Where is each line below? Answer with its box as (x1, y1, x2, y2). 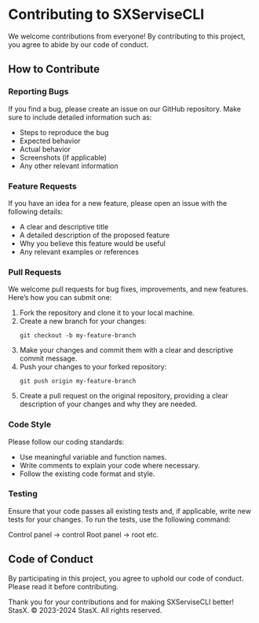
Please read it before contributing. (8, 581, 119, 591)
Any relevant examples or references (19, 247, 140, 256)
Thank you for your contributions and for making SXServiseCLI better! (8, 597, 234, 607)
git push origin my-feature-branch (19, 377, 137, 386)
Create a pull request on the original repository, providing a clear (19, 391, 229, 401)
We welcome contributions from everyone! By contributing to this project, (8, 31, 246, 41)
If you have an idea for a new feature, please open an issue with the (8, 198, 228, 207)
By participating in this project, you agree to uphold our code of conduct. (8, 574, 244, 583)
